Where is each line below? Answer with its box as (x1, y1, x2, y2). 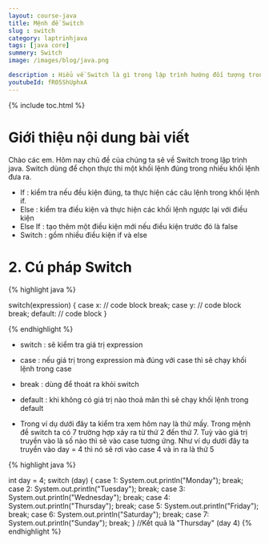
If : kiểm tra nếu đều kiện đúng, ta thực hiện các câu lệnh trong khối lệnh (19, 187, 260, 197)
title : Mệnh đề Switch (8, 19, 84, 27)
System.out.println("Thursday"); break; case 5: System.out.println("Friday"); (8, 501, 259, 510)
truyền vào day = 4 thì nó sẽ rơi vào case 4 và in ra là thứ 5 (19, 444, 215, 453)
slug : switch (8, 26, 56, 34)
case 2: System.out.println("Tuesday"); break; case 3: (8, 484, 186, 494)
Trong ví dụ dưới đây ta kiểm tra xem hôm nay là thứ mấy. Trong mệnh (19, 418, 251, 429)
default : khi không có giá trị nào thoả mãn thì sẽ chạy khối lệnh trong (19, 394, 249, 405)
